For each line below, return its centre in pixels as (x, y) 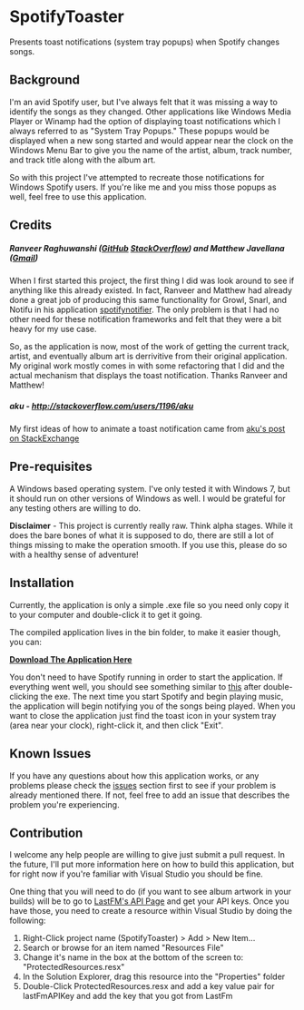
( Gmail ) (24, 258)
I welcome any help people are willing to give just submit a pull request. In (147, 855)
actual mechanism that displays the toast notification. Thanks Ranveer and (148, 376)
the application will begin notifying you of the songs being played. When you (152, 706)
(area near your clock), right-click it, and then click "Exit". (117, 725)
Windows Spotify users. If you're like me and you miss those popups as (143, 187)
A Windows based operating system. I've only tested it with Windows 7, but (150, 488)
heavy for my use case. (53, 329)
